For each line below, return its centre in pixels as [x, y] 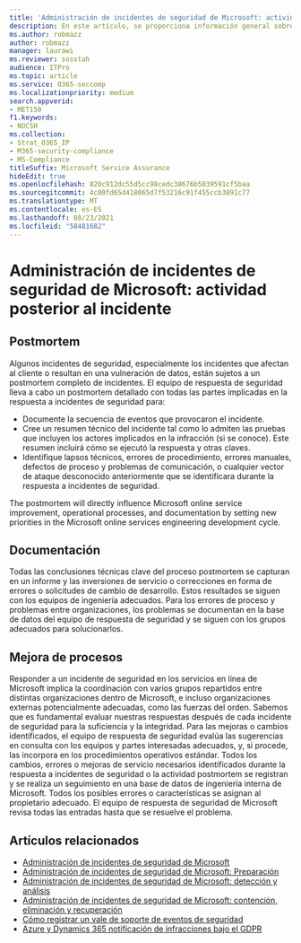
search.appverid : [42, 101]
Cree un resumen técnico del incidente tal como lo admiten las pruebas [154, 428]
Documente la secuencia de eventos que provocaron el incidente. [143, 419]
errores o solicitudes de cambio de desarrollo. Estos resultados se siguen [145, 591]
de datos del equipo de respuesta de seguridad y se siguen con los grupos [148, 619]
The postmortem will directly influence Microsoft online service [126, 502]
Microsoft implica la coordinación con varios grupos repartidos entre [136, 688]
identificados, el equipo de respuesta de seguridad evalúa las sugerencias [146, 736]
